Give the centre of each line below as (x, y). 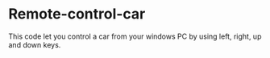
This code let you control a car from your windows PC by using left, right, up (135, 36)
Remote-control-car (77, 14)
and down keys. (35, 44)
